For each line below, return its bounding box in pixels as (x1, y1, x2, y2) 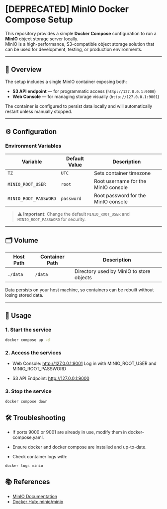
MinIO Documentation (12, 493, 58, 499)
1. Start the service (5, 326, 52, 333)
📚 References (5, 478, 50, 486)
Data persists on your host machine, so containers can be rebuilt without (5, 287, 154, 293)
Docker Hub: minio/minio (12, 499, 64, 505)
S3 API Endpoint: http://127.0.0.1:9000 (12, 375, 89, 381)
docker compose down (5, 399, 48, 404)
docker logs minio (5, 463, 43, 468)
